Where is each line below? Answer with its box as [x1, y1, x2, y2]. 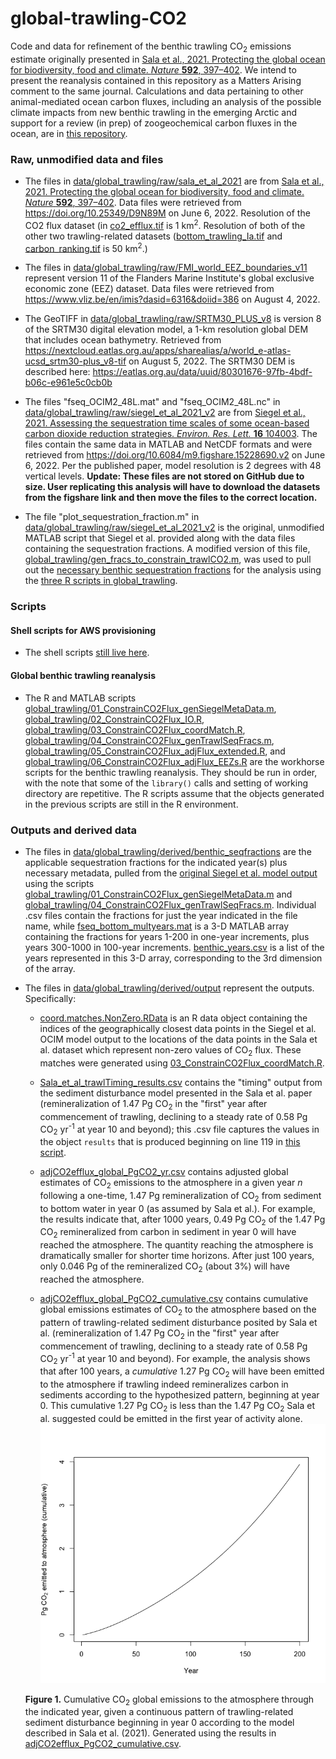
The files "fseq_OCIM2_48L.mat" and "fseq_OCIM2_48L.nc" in [24, 396, 281, 408]
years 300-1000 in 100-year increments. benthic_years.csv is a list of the [24, 941, 325, 953]
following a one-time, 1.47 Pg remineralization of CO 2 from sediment [39, 1189, 322, 1204]
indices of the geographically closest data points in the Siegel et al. [39, 1022, 317, 1034]
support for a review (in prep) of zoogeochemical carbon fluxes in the [10, 117, 298, 129]
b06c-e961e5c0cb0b [24, 377, 113, 389]
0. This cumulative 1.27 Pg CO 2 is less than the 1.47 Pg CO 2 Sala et [39, 1399, 315, 1414]
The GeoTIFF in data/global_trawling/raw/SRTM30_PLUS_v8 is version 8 [24, 313, 322, 325]
